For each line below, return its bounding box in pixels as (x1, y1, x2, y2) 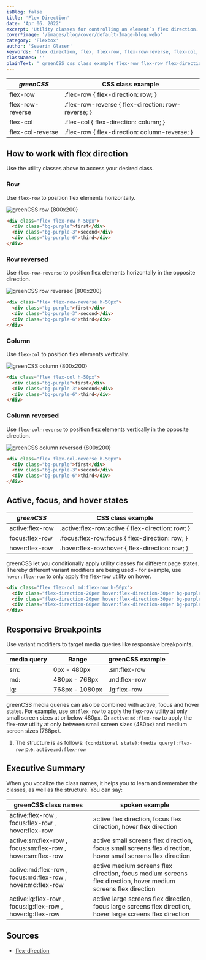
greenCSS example (108, 655, 166, 663)
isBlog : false (6, 9, 43, 15)
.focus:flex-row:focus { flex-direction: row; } (59, 534, 188, 543)
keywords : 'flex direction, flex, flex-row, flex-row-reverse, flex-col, (6, 49, 199, 55)
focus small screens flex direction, (93, 844, 192, 852)
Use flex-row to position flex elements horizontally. (6, 194, 136, 201)
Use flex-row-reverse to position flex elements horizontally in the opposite (6, 269, 196, 276)
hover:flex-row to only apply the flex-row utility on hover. (6, 573, 151, 580)
